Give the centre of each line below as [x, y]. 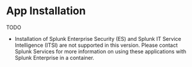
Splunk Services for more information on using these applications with [100, 51]
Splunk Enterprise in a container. [55, 58]
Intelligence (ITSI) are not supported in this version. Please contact [96, 45]
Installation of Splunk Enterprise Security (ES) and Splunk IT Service [98, 39]
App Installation [46, 11]
